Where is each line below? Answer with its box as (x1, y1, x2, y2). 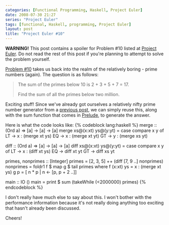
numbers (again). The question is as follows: (5, 72, 99, 77)
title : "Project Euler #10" (5, 31, 65, 36)
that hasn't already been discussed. (5, 205, 81, 211)
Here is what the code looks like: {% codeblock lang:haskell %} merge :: (5, 122, 157, 128)
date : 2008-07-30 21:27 (5, 12, 56, 17)
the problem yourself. (5, 56, 51, 62)
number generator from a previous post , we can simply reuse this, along (5, 107, 157, 112)
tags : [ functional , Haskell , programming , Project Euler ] (5, 21, 131, 27)
